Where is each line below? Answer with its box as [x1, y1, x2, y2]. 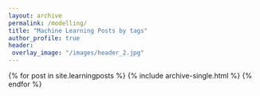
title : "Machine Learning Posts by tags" [8, 26, 148, 34]
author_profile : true [8, 34, 81, 42]
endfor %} [8, 79, 42, 89]
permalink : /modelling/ [8, 19, 88, 27]
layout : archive [8, 11, 62, 20]
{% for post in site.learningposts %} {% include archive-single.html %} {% [8, 71, 253, 80]
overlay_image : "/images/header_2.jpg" [11, 49, 145, 57]
